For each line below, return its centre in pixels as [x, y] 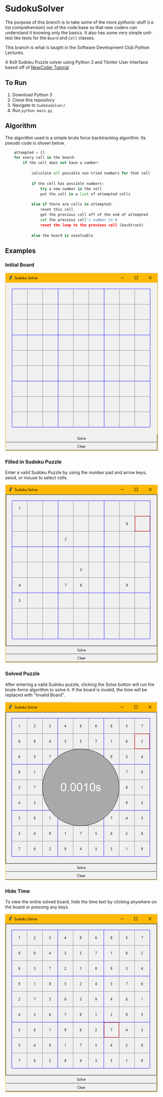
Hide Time [18, 891]
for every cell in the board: [45, 158]
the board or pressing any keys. [37, 907]
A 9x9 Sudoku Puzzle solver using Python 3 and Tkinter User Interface [77, 62]
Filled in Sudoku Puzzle [33, 462]
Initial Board [20, 265]
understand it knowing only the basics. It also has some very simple [74, 32]
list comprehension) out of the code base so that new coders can [71, 27]
